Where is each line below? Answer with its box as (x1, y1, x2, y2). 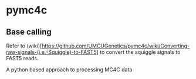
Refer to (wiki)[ (6, 42, 42, 49)
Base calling (6, 27, 52, 37)
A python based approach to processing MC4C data (6, 66, 133, 73)
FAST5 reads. (6, 55, 39, 61)
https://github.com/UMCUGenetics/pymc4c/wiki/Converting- (42, 42, 190, 49)
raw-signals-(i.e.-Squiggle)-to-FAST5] (6, 49, 99, 56)
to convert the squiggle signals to (99, 49, 181, 56)
